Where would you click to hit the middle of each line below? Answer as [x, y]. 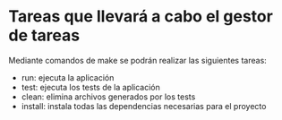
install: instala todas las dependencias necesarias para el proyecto [144, 106]
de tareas [44, 35]
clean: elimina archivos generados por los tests [108, 97]
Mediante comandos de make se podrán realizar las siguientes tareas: [138, 60]
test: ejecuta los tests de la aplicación [90, 87]
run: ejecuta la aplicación [68, 77]
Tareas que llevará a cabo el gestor [141, 17]
